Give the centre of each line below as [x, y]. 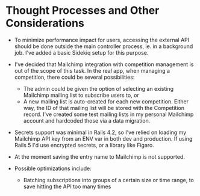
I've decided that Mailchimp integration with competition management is [104, 64]
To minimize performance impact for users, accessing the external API [102, 40]
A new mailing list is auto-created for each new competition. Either [106, 101]
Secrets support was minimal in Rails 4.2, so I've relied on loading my [100, 132]
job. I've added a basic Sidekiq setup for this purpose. [81, 52]
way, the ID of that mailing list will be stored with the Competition [104, 108]
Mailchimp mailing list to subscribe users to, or [81, 95]
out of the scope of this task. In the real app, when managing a [92, 70]
